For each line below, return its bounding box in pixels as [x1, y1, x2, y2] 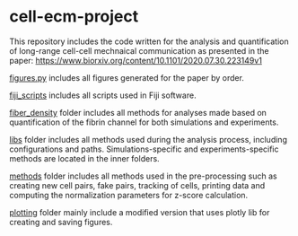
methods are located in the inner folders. [9, 153, 160, 163]
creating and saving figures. [9, 216, 113, 227]
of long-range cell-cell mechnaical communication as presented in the [9, 45, 269, 56]
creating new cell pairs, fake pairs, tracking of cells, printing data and [9, 179, 266, 190]
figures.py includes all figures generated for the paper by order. [9, 72, 245, 83]
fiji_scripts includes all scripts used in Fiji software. [9, 90, 197, 101]
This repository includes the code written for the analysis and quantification [9, 36, 289, 47]
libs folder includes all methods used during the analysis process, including [9, 134, 287, 144]
